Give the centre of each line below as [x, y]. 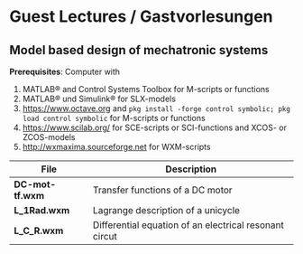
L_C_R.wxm [39, 230]
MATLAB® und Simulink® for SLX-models [99, 99]
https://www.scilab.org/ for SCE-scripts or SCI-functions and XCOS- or [154, 127]
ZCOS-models [49, 137]
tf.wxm [29, 196]
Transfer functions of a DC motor [163, 190]
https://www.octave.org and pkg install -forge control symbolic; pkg [156, 108]
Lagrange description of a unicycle [167, 210]
